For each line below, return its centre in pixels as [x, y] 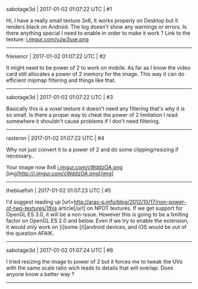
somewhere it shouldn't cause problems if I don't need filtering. [83, 121]
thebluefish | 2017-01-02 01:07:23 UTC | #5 [59, 191]
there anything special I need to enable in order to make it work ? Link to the [98, 33]
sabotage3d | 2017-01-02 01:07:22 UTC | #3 [60, 97]
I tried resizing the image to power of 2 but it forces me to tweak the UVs [94, 262]
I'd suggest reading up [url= [40, 202]
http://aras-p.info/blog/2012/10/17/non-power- [130, 202]
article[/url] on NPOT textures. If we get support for [121, 208]
